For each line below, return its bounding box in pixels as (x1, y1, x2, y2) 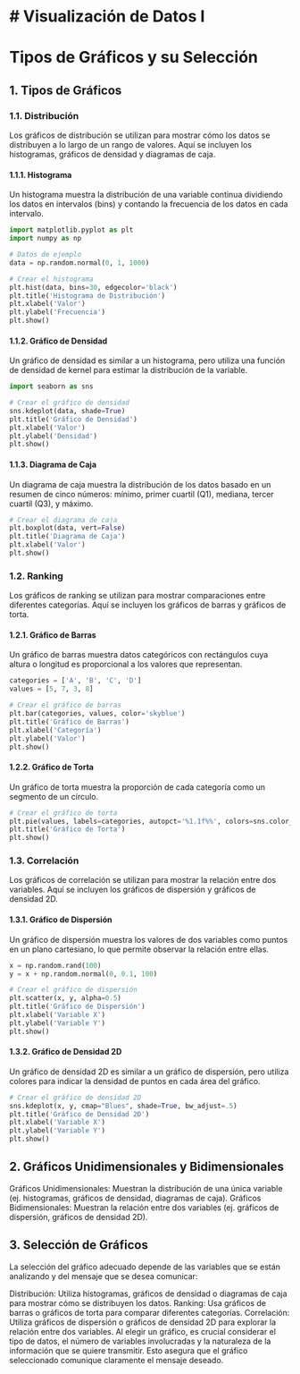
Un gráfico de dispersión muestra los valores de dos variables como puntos (9, 934, 288, 945)
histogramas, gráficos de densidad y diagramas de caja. (9, 149, 216, 160)
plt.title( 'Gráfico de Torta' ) (9, 825, 126, 834)
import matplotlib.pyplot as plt (9, 225, 134, 234)
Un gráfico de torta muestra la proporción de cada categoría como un (9, 781, 266, 793)
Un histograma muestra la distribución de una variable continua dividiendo (9, 190, 283, 200)
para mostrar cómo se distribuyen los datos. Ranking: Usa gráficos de (9, 1297, 266, 1308)
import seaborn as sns (9, 382, 94, 391)
